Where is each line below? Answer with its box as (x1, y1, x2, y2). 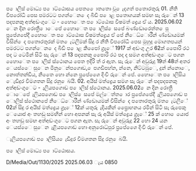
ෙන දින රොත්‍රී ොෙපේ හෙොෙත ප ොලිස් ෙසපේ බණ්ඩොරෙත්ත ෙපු (6, 25, 169, 32)
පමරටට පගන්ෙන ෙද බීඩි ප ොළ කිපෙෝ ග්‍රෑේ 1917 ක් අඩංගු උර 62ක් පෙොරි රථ (6, 45, 190, 52)
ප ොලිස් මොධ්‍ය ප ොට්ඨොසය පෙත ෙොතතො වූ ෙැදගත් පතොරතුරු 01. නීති (6, 5, 178, 12)
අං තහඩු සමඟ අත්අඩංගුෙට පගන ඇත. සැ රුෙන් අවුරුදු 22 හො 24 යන (6, 117, 168, 124)
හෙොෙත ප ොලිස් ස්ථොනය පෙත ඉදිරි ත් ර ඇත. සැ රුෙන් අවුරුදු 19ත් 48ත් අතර (6, 58, 191, 64)
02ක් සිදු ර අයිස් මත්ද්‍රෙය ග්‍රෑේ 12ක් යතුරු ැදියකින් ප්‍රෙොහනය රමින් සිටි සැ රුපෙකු (6, 104, 186, 111)
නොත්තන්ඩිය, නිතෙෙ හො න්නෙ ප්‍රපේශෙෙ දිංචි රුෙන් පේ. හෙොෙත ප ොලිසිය (6, 71, 186, 78)
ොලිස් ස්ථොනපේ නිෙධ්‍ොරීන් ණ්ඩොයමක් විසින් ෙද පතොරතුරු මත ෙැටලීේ (6, 97, 188, 104)
